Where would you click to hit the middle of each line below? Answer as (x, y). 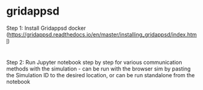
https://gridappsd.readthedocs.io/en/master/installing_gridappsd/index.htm (103, 34)
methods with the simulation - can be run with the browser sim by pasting (98, 69)
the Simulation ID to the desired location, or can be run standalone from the (101, 75)
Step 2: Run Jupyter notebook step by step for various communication (94, 63)
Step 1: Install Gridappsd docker (46, 28)
